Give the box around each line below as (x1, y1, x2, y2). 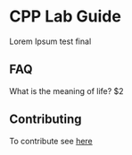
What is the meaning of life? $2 (9, 85, 124, 96)
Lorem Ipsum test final (9, 36, 92, 47)
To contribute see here (9, 135, 94, 146)
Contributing (9, 112, 82, 127)
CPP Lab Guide (9, 6, 122, 27)
